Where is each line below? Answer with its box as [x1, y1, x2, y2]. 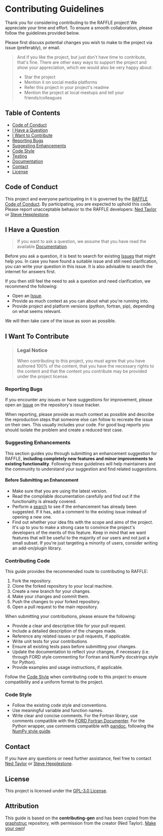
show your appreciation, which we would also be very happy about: [17, 65, 153, 70]
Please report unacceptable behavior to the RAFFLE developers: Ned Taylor [5, 206, 157, 212]
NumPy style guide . [12, 728, 52, 734]
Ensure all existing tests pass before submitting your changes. [12, 644, 137, 650]
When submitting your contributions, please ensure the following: [5, 614, 136, 619]
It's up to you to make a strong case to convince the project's [12, 524, 135, 530]
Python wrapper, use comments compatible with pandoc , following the [12, 723, 154, 729]
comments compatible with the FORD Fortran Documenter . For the [12, 718, 145, 724]
